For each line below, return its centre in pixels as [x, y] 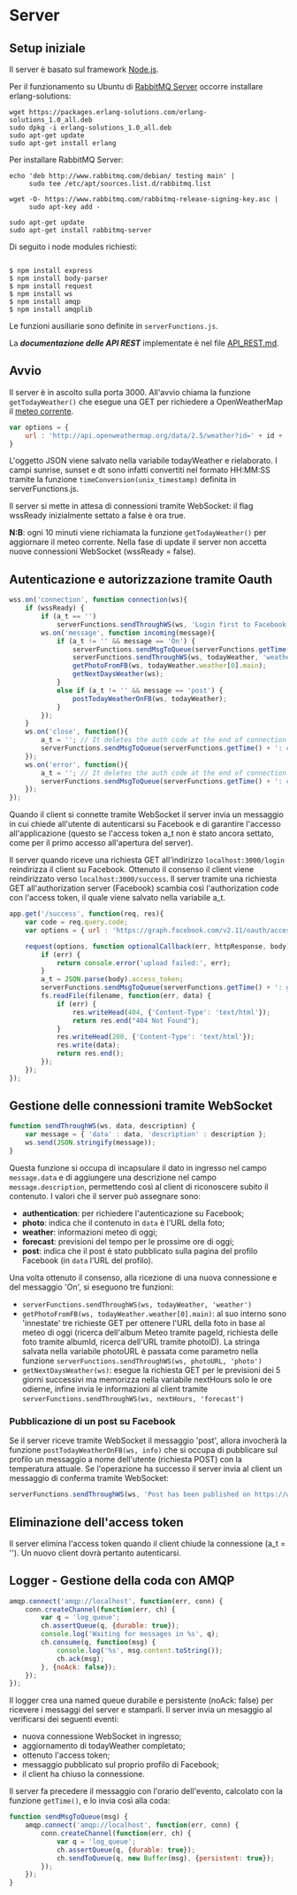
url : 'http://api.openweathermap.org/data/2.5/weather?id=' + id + [154, 435]
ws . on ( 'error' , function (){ [76, 764]
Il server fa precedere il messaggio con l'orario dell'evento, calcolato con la [146, 1791]
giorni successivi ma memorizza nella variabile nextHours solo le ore [147, 1379]
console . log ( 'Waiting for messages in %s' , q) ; [130, 1634]
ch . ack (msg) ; [80, 1658]
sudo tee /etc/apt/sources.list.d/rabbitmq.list [120, 183]
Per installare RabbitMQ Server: [66, 160]
